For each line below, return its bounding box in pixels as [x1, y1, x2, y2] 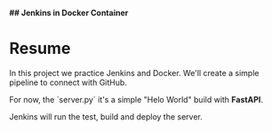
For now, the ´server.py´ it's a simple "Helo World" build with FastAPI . [9, 94, 264, 104]
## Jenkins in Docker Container [9, 8, 129, 18]
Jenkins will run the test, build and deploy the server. [9, 111, 203, 122]
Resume [9, 39, 71, 58]
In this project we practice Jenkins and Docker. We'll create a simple [9, 67, 260, 78]
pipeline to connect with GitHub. [9, 77, 127, 88]
